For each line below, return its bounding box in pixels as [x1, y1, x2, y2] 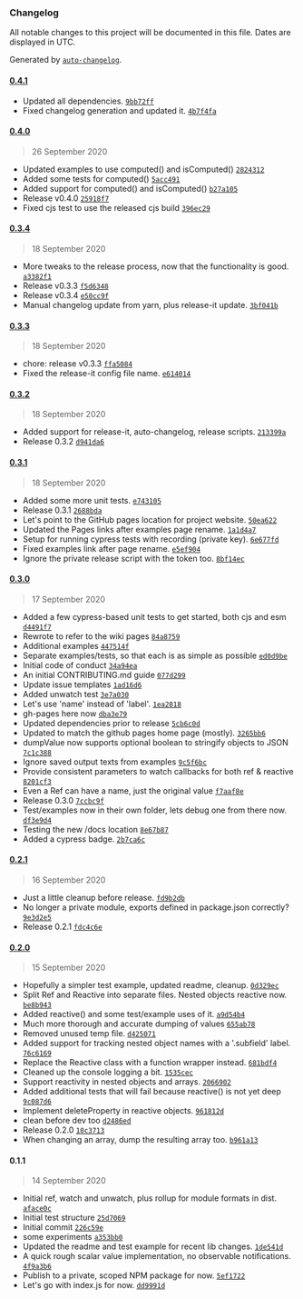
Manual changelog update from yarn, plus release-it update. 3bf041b [22, 299, 279, 310]
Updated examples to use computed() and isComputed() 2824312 [22, 164, 265, 175]
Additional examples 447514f [22, 640, 130, 651]
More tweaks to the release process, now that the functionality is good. [22, 261, 289, 272]
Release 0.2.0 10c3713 [22, 1124, 105, 1135]
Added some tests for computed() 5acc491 [22, 173, 181, 184]
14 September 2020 [31, 1175, 106, 1186]
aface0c [22, 1204, 52, 1214]
